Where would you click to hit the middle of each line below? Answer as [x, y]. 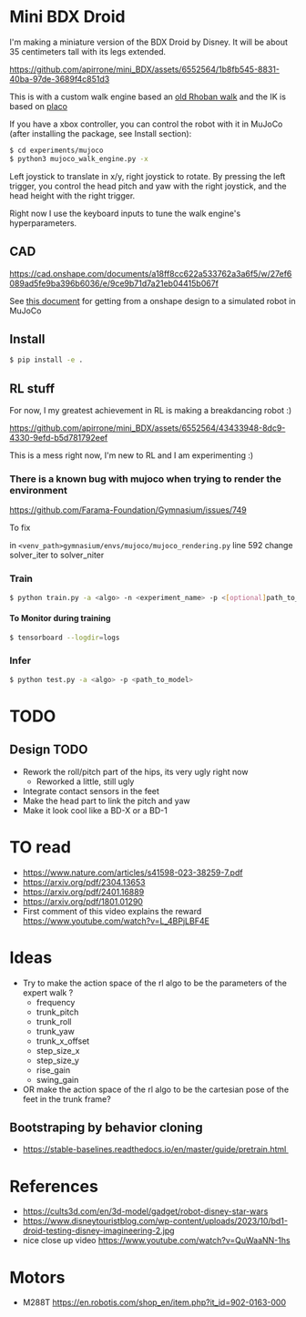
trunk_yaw [56, 1031]
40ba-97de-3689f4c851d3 [60, 78]
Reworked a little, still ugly [85, 781]
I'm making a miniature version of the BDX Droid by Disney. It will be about [149, 42]
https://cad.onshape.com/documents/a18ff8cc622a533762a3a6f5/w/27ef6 [151, 273]
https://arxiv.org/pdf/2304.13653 [84, 882]
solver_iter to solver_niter [57, 555]
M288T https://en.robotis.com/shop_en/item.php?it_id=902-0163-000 [154, 1302]
